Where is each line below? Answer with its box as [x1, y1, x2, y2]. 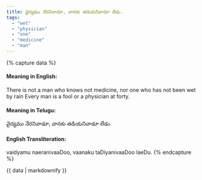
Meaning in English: [6, 73, 58, 80]
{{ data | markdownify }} [6, 167, 67, 174]
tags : [6, 14, 20, 21]
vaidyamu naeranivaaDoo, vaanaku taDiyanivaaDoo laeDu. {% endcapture [6, 149, 192, 156]
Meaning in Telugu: [6, 106, 56, 114]
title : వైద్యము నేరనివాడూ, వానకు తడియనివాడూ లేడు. [6, 8, 123, 15]
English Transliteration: [6, 135, 67, 143]
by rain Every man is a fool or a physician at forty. [6, 93, 130, 100]
